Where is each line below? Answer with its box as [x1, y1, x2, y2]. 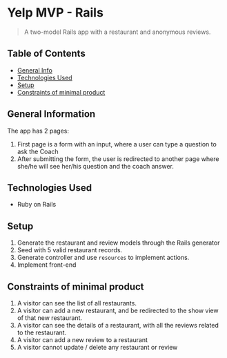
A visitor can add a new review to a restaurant [17, 336, 148, 343]
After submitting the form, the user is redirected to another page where [17, 154, 219, 163]
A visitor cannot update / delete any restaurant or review [17, 343, 178, 351]
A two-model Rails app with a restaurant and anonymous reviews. [23, 28, 211, 36]
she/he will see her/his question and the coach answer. [17, 162, 175, 170]
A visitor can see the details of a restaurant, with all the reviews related [17, 321, 219, 329]
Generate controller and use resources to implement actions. [17, 254, 190, 262]
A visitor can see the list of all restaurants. [17, 299, 137, 307]
